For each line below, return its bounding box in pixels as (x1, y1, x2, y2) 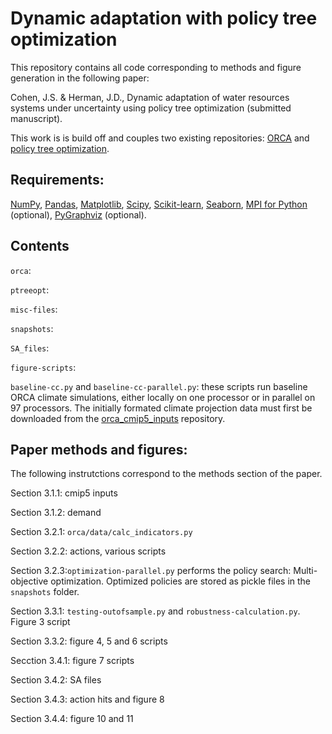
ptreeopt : (10, 283, 50, 296)
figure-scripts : (10, 361, 77, 373)
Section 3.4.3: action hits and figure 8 (10, 693, 165, 706)
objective (10, 575, 49, 587)
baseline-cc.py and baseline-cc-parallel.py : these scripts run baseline (10, 380, 308, 392)
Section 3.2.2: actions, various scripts (10, 545, 167, 557)
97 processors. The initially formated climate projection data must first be (10, 402, 313, 414)
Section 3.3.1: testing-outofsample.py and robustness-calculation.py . (10, 605, 301, 617)
